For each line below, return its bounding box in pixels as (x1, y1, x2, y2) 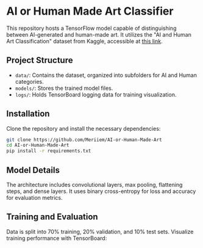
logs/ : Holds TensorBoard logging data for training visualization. (15, 90, 177, 98)
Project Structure (6, 55, 73, 65)
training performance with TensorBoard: (6, 234, 107, 242)
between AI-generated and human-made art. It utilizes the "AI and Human (6, 31, 192, 38)
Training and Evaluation (6, 212, 99, 222)
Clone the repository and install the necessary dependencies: (6, 125, 161, 132)
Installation (6, 109, 50, 119)
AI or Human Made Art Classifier (6, 4, 174, 18)
